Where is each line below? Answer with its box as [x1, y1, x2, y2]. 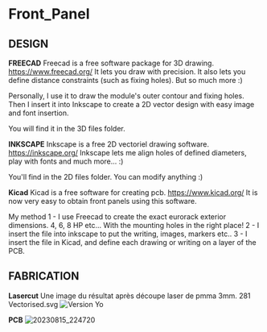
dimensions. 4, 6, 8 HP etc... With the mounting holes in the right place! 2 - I [8, 221, 260, 230]
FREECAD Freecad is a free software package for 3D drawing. [8, 58, 215, 68]
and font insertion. [8, 108, 69, 118]
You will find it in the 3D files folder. [8, 124, 126, 133]
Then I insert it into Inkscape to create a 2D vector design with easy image [8, 100, 255, 109]
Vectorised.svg [8, 299, 59, 309]
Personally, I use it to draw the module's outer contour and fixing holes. [8, 91, 245, 101]
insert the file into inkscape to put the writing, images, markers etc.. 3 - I [8, 229, 248, 239]
